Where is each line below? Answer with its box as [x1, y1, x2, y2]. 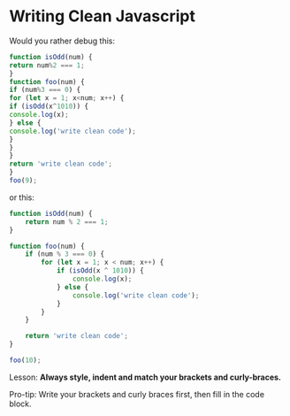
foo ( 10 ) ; [9, 356, 42, 365]
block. [9, 398, 33, 409]
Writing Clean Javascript [9, 6, 196, 27]
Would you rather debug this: [9, 35, 116, 46]
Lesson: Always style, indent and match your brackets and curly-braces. [9, 372, 281, 382]
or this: [9, 192, 35, 203]
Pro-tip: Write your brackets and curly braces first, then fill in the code [9, 389, 265, 399]
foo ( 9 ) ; [9, 176, 38, 185]
